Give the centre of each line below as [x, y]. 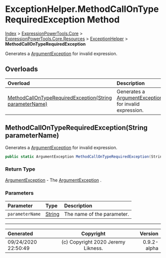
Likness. [93, 248]
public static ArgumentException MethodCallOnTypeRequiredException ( [78, 157]
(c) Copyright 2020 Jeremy [93, 242]
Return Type [20, 169]
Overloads [21, 69]
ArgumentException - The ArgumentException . [53, 180]
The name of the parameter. [97, 214]
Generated [20, 234]
